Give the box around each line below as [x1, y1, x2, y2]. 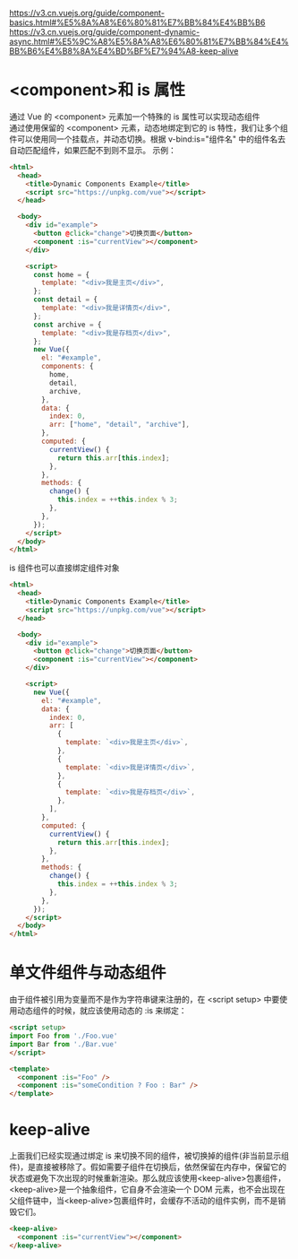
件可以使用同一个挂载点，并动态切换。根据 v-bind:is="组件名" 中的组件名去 [9, 134, 286, 144]
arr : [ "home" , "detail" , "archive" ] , [48, 421, 191, 430]
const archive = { [32, 320, 102, 329]
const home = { [32, 270, 90, 279]
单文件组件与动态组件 [9, 963, 167, 983]
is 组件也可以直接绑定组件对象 [9, 562, 120, 573]
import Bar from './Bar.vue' [9, 1039, 118, 1048]
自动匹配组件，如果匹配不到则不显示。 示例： [9, 144, 176, 155]
